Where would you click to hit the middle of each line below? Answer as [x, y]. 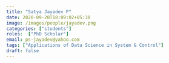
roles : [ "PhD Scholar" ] [38, 34]
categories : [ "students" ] [39, 28]
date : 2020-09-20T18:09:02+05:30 [48, 17]
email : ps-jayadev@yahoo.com [43, 40]
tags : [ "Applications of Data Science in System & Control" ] [85, 46]
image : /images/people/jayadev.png [51, 23]
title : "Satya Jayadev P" [39, 12]
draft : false [23, 51]
